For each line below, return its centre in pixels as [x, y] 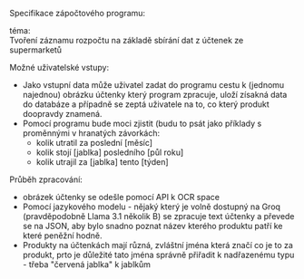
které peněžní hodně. [62, 236]
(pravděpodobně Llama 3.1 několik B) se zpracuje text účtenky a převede [158, 216]
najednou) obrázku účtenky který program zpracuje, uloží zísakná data [155, 95]
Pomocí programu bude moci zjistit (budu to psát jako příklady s [142, 123]
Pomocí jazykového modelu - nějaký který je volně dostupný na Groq [152, 207]
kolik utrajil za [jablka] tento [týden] [103, 162]
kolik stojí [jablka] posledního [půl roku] [110, 152]
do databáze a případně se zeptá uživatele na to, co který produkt [146, 104]
